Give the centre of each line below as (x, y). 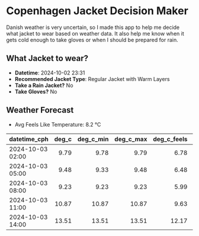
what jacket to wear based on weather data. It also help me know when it (95, 33)
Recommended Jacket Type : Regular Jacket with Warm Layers (92, 79)
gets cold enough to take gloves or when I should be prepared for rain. (92, 40)
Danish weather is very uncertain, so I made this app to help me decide (93, 27)
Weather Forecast (40, 110)
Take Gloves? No (36, 91)
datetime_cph (29, 139)
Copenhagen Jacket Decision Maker (97, 11)
